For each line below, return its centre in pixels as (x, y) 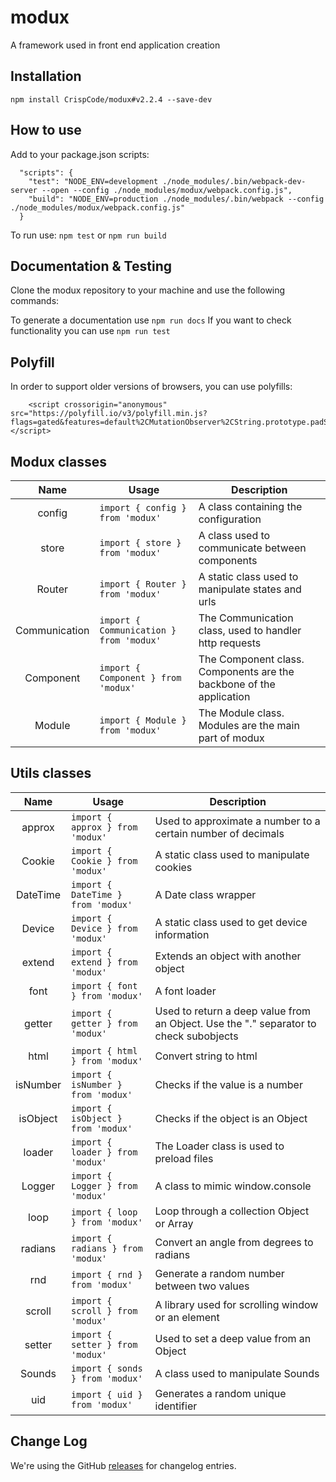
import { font (104, 985)
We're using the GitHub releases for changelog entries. (123, 1465)
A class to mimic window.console (233, 1186)
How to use (46, 130)
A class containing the (250, 506)
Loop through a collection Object (232, 1211)
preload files (184, 1158)
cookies (173, 867)
